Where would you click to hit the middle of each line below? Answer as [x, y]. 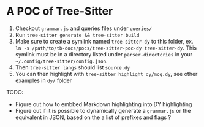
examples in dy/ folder [43, 80]
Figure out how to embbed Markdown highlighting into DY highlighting [104, 104]
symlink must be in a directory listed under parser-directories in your [104, 54]
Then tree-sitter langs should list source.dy [73, 67]
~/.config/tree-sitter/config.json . [62, 61]
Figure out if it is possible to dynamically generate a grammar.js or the [103, 110]
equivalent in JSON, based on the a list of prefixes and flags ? [93, 117]
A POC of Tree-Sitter [60, 11]
